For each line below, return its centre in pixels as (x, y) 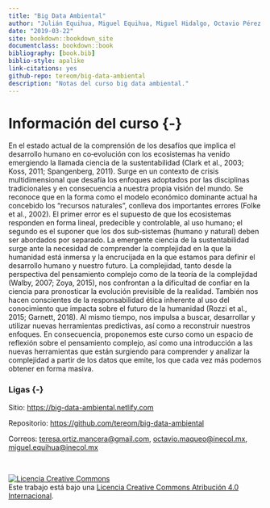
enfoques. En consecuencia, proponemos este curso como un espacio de (131, 334)
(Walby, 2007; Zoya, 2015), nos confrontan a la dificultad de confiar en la (129, 283)
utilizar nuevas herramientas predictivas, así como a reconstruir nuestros (129, 326)
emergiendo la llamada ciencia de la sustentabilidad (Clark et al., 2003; (126, 163)
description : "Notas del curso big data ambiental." (99, 83)
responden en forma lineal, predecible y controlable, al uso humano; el (126, 223)
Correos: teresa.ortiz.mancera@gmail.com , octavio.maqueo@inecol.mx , (128, 439)
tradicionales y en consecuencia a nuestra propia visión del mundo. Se (126, 189)
